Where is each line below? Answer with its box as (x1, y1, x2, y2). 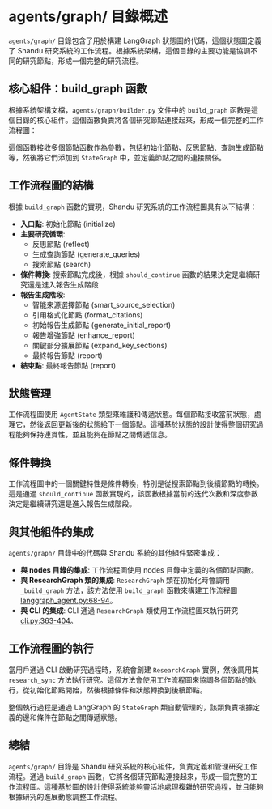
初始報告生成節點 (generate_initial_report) (32, 320, 172, 330)
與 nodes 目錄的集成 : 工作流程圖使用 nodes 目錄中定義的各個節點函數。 (19, 565, 259, 575)
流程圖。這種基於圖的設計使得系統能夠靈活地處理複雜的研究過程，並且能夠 (15, 781, 264, 791)
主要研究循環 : (19, 228, 66, 239)
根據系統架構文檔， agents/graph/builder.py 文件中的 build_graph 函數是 (8, 104, 252, 114)
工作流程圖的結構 (8, 179, 94, 193)
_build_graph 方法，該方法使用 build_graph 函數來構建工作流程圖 (19, 585, 238, 595)
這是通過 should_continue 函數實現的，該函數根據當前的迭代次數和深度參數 (8, 489, 259, 499)
